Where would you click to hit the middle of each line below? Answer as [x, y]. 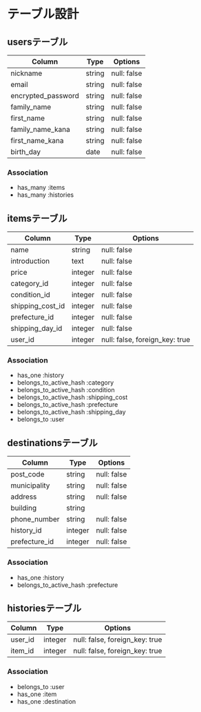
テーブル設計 [43, 14]
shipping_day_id [36, 329]
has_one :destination [46, 701]
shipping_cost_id [38, 306]
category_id [30, 284]
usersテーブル [38, 42]
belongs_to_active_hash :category [65, 383]
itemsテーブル [37, 218]
